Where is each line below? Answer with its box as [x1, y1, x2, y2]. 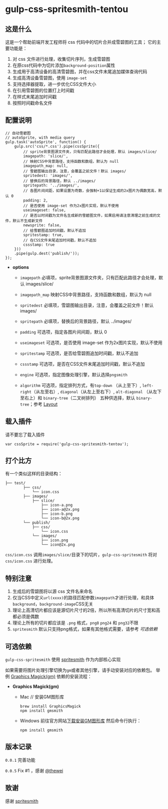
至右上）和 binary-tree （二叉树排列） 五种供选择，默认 [20, 394, 135, 400]
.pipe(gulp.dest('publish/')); [14, 251, 80, 256]
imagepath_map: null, [23, 163, 69, 168]
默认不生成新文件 [12, 218, 43, 223]
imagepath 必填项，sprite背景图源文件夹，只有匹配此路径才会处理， [20, 274, 159, 280]
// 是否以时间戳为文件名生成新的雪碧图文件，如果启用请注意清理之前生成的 [23, 213, 157, 218]
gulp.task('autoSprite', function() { [5, 139, 86, 144]
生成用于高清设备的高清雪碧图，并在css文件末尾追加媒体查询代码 [12, 69, 147, 74]
